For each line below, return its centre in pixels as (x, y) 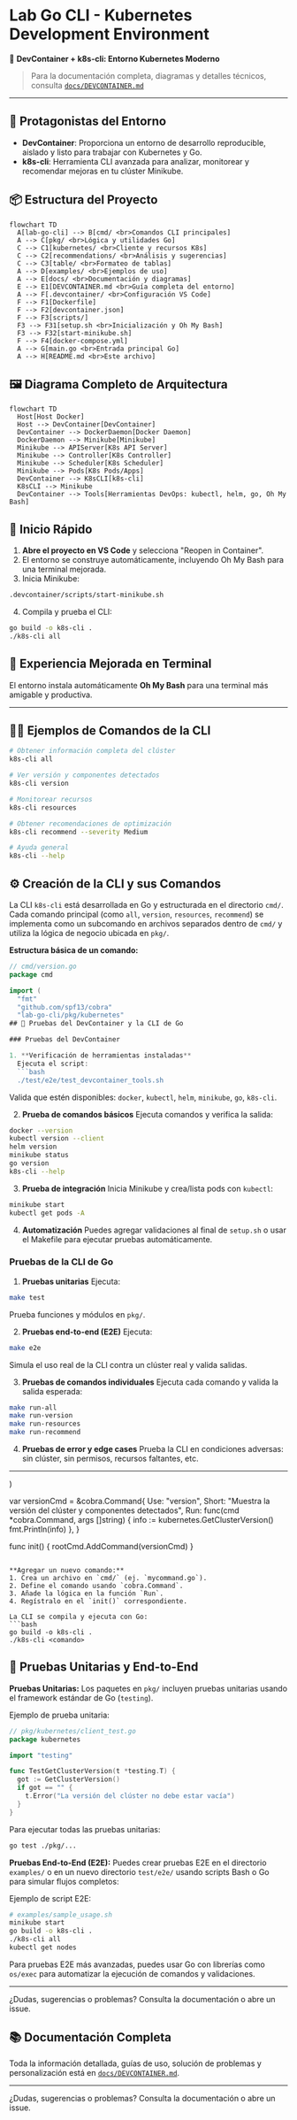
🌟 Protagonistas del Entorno (88, 122)
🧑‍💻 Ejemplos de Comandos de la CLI (110, 731)
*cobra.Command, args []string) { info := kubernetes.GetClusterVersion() (141, 1520)
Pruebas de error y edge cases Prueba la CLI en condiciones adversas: (153, 1449)
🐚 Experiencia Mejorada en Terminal (110, 664)
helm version (33, 1147)
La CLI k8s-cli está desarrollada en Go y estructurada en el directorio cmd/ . (147, 905)
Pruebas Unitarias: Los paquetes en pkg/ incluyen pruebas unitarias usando (148, 1688)
